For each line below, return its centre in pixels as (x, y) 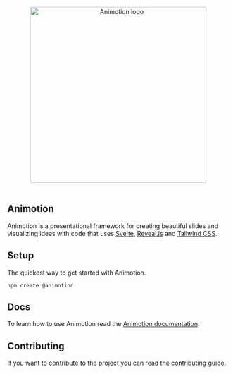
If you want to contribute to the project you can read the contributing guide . (117, 363)
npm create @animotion (40, 285)
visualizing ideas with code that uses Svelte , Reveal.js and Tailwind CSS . (112, 233)
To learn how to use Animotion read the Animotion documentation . (103, 324)
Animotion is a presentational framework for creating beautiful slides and (113, 226)
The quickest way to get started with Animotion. (77, 273)
